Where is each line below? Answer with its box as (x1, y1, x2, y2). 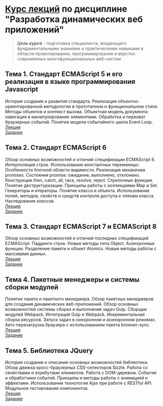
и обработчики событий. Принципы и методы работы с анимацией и (5, 375, 148, 381)
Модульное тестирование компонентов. (5, 386, 89, 391)
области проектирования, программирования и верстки (17, 50, 135, 57)
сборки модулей (5, 283, 58, 291)
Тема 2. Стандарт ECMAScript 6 (5, 143, 107, 152)
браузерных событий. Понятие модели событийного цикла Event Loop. (5, 119, 153, 125)
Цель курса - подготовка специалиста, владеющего (17, 40, 127, 46)
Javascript (5, 85, 38, 94)
